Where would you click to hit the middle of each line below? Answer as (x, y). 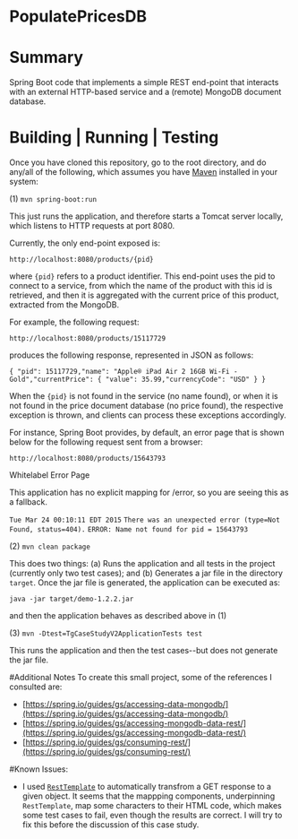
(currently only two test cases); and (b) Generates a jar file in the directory (146, 573)
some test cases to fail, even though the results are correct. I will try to (152, 815)
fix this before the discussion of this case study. (111, 825)
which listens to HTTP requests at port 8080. (92, 226)
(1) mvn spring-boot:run (53, 199)
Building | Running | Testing (114, 138)
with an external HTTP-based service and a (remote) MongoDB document (145, 92)
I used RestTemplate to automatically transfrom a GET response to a (146, 787)
